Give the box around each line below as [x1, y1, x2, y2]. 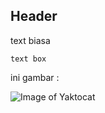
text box [10, 54, 47, 64]
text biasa [10, 34, 51, 46]
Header [10, 8, 58, 25]
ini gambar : [10, 71, 60, 83]
